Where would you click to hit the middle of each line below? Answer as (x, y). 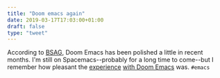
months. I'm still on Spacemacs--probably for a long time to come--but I (110, 60)
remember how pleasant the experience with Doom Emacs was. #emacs (109, 67)
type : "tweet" (28, 33)
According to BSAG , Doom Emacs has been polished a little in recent (105, 52)
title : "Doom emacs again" (46, 13)
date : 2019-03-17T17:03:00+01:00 (56, 20)
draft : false (26, 26)
